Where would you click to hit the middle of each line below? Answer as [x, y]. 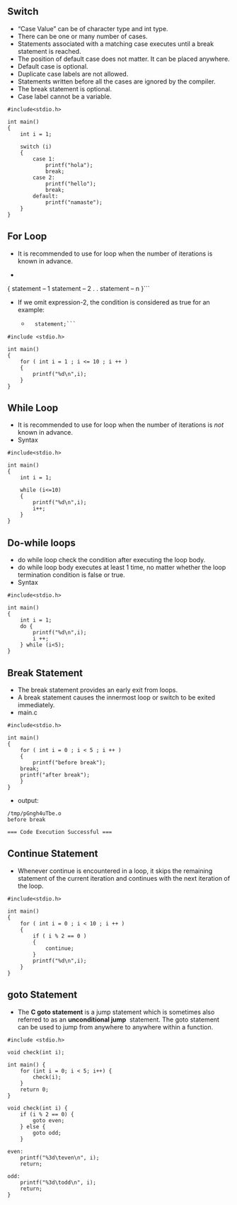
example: [31, 309]
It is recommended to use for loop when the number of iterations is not [121, 425]
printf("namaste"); [74, 202]
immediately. [36, 704]
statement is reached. [49, 51]
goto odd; [47, 1133]
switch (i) [36, 147]
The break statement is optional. [64, 88]
